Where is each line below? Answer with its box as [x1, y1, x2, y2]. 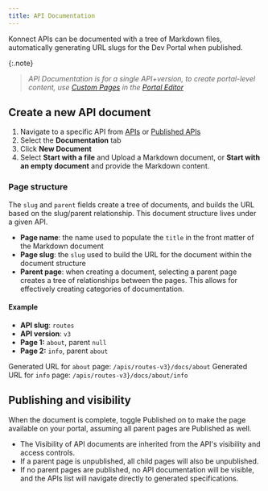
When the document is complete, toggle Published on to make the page [8, 414, 246, 424]
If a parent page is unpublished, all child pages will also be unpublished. [19, 456, 259, 466]
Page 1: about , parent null [19, 337, 107, 347]
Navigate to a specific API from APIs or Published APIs [19, 127, 201, 137]
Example [8, 302, 39, 312]
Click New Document [19, 144, 93, 154]
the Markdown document [19, 241, 105, 251]
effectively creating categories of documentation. [19, 284, 184, 293]
